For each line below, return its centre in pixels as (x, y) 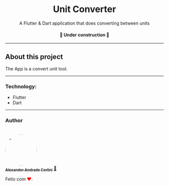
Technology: (21, 86)
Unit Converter (84, 9)
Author (14, 121)
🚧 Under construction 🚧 (84, 35)
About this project (34, 57)
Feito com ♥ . (19, 179)
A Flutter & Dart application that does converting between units (84, 23)
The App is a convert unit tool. (36, 68)
